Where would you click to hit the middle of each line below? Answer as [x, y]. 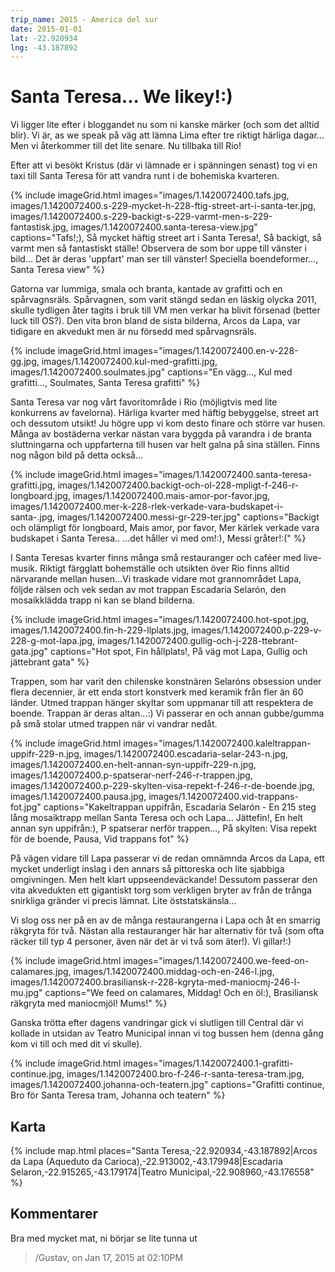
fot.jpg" [26, 807]
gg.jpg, [25, 362]
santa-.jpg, [33, 517]
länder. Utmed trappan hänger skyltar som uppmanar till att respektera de [162, 703]
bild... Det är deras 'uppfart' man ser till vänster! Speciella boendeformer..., [164, 259]
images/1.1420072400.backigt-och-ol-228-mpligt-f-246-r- [178, 485]
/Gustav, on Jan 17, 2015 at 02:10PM [109, 1257]
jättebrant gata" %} [50, 662]
